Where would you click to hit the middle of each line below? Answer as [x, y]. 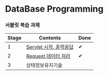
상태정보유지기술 [44, 65]
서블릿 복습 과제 [22, 25]
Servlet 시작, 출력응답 [50, 47]
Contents [50, 38]
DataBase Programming [54, 9]
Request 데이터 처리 [48, 56]
